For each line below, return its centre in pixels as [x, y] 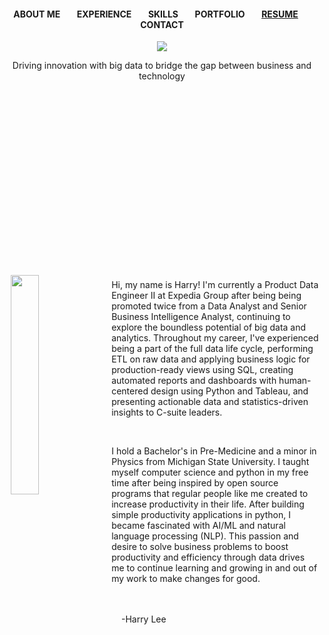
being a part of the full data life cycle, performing [212, 349]
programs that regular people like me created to [210, 494]
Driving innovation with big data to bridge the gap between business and [162, 66]
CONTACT [162, 24]
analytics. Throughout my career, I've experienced [215, 338]
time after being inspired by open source [195, 483]
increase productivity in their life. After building [208, 504]
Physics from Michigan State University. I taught [210, 462]
